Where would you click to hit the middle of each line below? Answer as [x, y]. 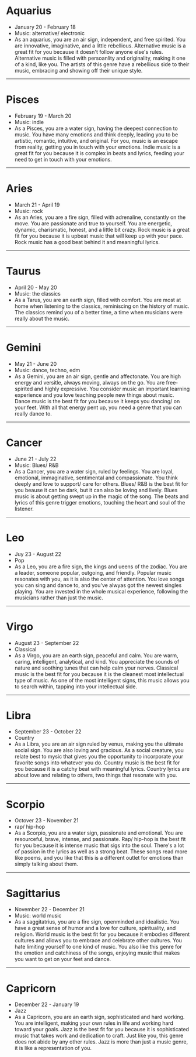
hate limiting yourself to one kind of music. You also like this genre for [98, 947]
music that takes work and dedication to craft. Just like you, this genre [99, 1036]
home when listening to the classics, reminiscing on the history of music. [102, 306]
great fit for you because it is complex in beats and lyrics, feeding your [99, 153]
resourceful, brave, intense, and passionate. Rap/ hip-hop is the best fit [100, 839]
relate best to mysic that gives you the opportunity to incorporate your [99, 757]
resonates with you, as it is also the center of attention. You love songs [99, 579]
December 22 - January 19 [47, 1004]
